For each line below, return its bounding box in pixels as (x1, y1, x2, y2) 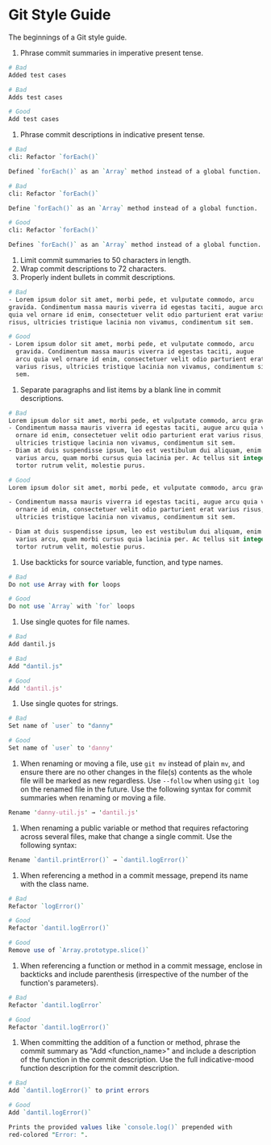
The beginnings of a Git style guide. (8, 32, 127, 42)
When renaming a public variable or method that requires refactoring (19, 823, 248, 833)
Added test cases (8, 71, 67, 79)
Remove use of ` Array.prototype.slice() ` (8, 947, 150, 955)
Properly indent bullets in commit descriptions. (19, 273, 176, 282)
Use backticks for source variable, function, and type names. (19, 557, 223, 566)
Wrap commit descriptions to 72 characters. (19, 264, 167, 274)
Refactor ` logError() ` (8, 902, 85, 910)
